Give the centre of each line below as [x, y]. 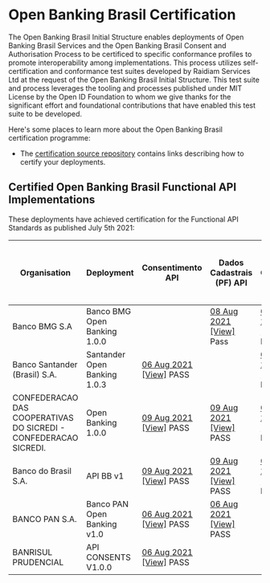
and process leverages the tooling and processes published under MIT [125, 88]
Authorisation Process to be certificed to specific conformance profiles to [130, 54]
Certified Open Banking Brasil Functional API [123, 188]
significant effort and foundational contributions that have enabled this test [132, 105]
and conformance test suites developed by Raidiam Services [150, 71]
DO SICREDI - [39, 427]
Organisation [45, 272]
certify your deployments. [63, 161]
